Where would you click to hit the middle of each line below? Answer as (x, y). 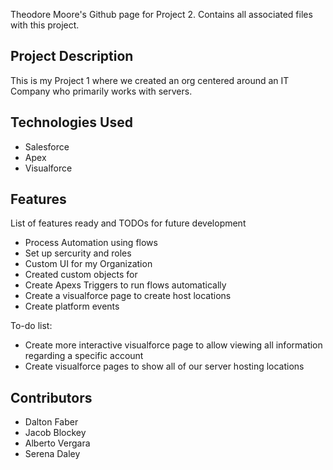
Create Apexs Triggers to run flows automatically (125, 285)
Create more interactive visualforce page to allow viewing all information (173, 345)
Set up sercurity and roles (78, 253)
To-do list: (31, 326)
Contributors (51, 397)
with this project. (45, 25)
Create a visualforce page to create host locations (128, 296)
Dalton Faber (51, 422)
